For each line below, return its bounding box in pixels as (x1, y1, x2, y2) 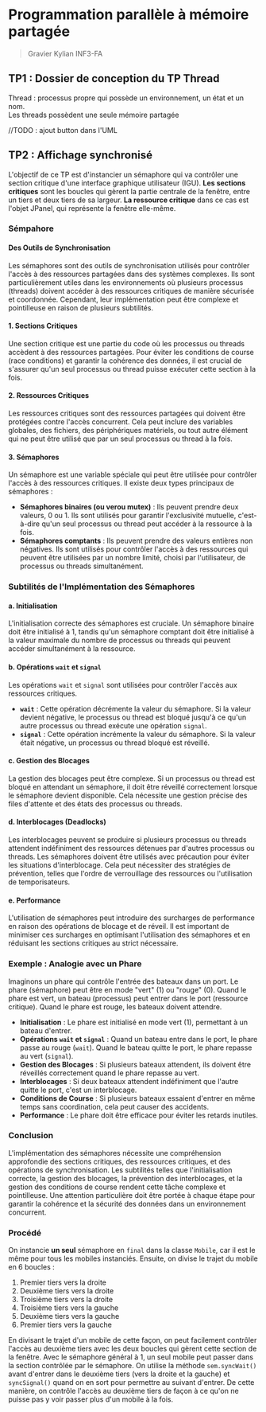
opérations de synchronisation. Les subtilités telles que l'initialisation (8, 1164, 233, 1175)
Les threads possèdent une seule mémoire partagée (8, 110, 179, 119)
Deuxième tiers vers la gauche (19, 1312, 120, 1321)
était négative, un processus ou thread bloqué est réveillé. (19, 738, 210, 747)
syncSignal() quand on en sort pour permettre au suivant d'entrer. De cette (8, 1378, 255, 1387)
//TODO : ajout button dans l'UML (8, 125, 118, 135)
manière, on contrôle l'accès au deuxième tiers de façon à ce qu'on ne (8, 1387, 240, 1396)
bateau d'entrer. (19, 1025, 73, 1036)
